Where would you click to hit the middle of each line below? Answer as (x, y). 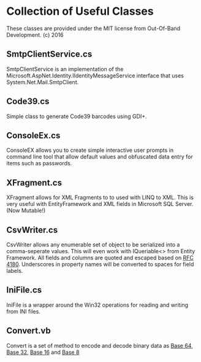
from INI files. (24, 311)
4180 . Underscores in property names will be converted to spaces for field (100, 264)
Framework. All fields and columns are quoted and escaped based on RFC (100, 258)
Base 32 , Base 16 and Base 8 (43, 352)
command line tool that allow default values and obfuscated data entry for (100, 157)
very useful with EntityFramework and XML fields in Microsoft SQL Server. (100, 204)
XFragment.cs (34, 183)
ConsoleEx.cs (33, 136)
